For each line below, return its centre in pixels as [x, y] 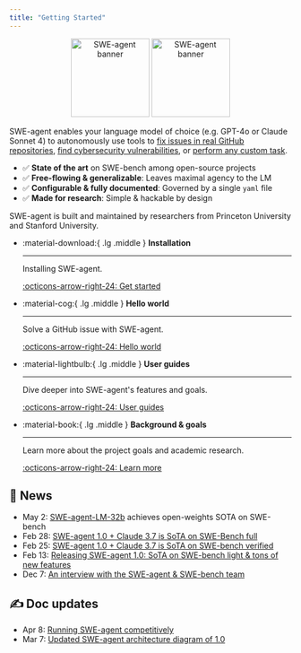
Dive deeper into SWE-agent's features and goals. [115, 389]
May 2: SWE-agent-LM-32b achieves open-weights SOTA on [135, 518]
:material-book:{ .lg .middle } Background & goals [115, 424]
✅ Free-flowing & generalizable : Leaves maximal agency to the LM [147, 178]
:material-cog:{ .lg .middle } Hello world [96, 303]
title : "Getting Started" [57, 17]
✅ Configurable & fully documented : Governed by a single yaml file [147, 187]
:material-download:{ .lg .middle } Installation [106, 242]
